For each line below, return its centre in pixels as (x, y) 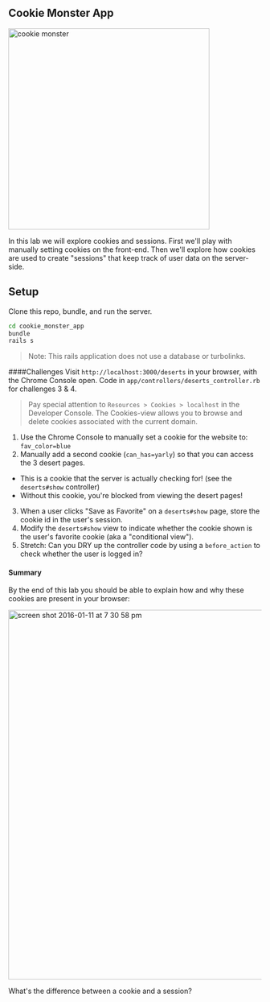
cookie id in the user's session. (71, 520)
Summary (25, 572)
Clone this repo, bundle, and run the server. (80, 311)
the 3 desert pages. (53, 463)
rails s (21, 341)
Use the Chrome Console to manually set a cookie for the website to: (134, 437)
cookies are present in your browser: (69, 599)
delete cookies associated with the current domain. (113, 422)
